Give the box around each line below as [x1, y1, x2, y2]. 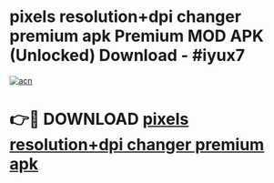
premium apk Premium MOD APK [9, 25, 264, 46]
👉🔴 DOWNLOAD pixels [9, 109, 189, 129]
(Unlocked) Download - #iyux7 [9, 46, 246, 66]
